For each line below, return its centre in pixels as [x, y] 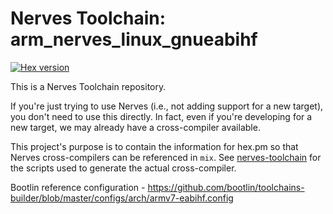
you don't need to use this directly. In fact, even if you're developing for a [161, 116]
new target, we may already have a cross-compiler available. [135, 127]
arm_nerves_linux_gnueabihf [134, 39]
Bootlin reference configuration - [78, 187]
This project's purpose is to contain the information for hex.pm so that [154, 146]
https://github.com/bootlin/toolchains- [226, 187]
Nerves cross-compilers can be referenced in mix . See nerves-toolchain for [166, 157]
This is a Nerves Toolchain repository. [88, 86]
